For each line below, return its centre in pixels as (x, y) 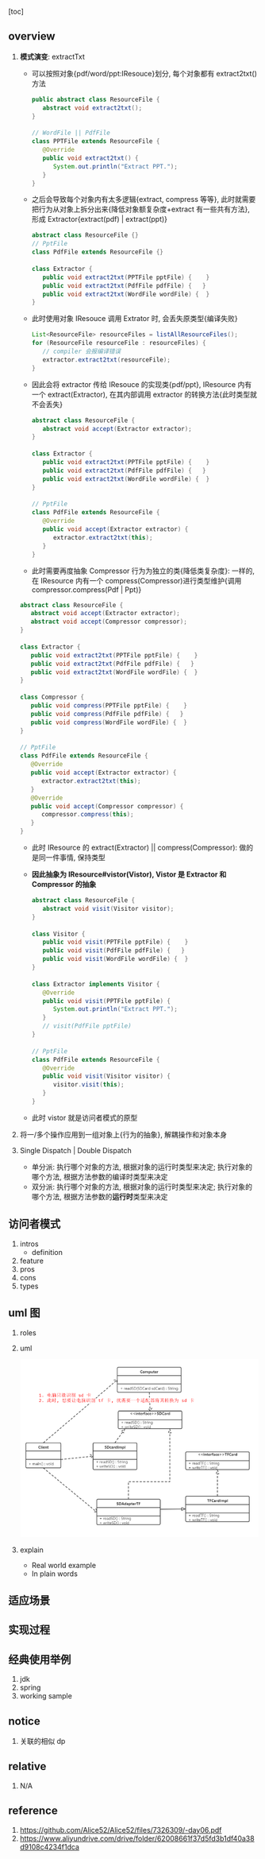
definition (47, 1252)
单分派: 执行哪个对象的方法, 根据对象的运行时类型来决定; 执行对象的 (142, 1167)
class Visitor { (58, 934)
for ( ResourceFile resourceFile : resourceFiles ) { (119, 343)
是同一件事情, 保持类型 (68, 858)
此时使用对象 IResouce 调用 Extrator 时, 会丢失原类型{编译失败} (134, 319)
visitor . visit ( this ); (88, 1085)
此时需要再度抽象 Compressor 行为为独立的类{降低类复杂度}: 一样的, (143, 571)
